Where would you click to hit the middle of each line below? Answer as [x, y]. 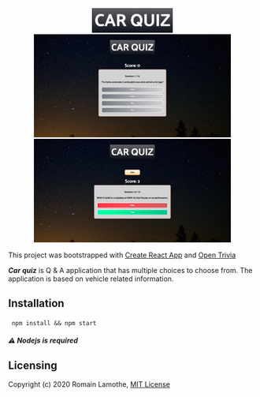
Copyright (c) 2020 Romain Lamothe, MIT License [89, 384]
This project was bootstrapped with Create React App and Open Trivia [122, 255]
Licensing [33, 365]
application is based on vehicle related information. [91, 279]
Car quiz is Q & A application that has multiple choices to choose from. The [130, 270]
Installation [36, 303]
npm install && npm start [54, 323]
